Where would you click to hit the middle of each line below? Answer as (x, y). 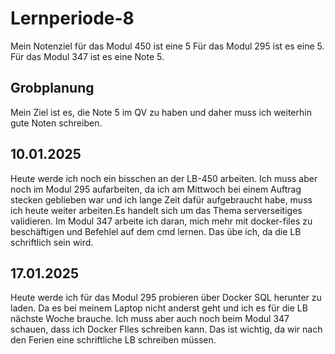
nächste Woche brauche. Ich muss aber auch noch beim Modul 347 (150, 319)
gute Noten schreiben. (56, 123)
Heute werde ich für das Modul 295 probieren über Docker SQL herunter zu (166, 298)
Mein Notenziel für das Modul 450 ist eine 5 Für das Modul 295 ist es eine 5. (167, 46)
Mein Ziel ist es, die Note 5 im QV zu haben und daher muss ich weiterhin (161, 112)
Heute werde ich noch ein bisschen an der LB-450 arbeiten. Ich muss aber (164, 178)
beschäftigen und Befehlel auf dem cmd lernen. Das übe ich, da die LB (156, 231)
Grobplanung (52, 88)
